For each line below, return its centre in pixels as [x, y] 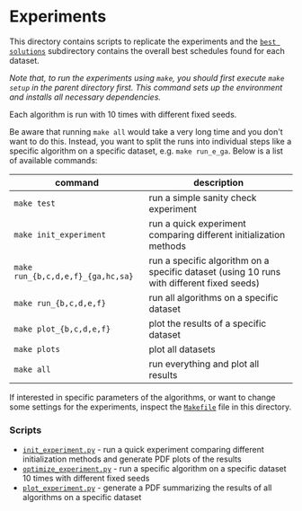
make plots [37, 349]
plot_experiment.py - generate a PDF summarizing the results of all [147, 488]
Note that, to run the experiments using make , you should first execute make [147, 77]
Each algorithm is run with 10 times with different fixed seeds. [123, 114]
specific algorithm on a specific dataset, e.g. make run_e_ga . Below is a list [146, 151]
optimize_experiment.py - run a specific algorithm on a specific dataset [154, 469]
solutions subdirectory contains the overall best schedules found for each [147, 50]
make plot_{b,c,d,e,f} [62, 329]
